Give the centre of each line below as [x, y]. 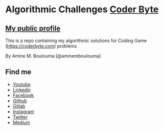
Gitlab [19, 106]
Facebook [23, 95]
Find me [18, 72]
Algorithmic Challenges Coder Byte [82, 9]
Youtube [21, 84]
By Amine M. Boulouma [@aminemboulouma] [53, 56]
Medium [21, 122]
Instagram [23, 112]
